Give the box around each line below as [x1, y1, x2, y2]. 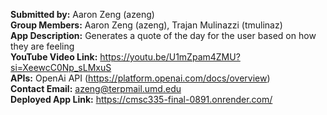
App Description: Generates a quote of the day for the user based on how [10, 30, 317, 41]
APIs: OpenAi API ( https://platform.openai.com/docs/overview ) [10, 72, 271, 84]
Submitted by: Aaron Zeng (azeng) [10, 9, 155, 20]
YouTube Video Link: [10, 51, 98, 63]
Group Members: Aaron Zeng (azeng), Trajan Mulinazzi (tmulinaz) [10, 19, 283, 31]
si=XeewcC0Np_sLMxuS [10, 62, 112, 73]
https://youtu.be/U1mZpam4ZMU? [99, 51, 241, 63]
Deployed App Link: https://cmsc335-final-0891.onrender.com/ [10, 94, 273, 105]
